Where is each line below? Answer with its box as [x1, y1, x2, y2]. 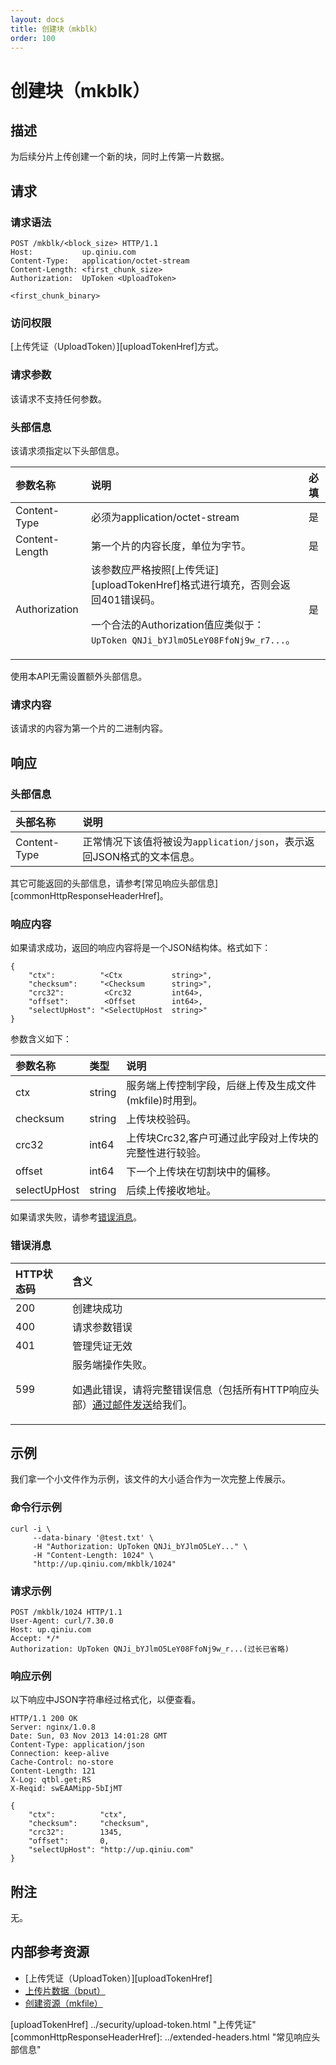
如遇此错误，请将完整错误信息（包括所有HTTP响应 [71, 1382, 310, 1396]
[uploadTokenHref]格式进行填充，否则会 [90, 577, 281, 591]
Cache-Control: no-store [10, 1757, 114, 1768]
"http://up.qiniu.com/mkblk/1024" [32, 1559, 177, 1569]
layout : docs [10, 14, 65, 25]
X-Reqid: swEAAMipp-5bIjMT [10, 1784, 123, 1794]
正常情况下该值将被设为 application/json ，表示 [82, 834, 305, 848]
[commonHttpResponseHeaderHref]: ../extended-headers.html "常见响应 [10, 2031, 312, 2043]
